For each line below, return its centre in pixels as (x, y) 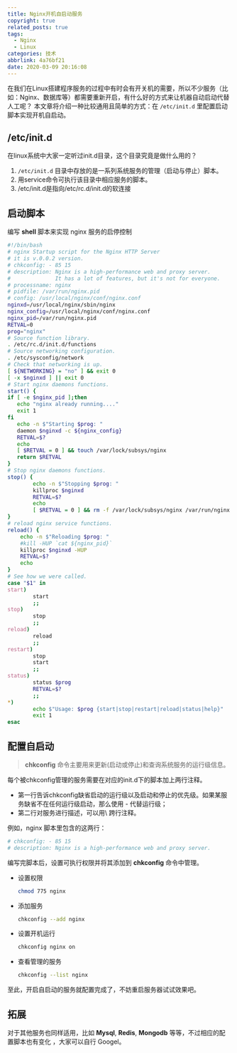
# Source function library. (49, 338)
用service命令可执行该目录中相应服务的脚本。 (84, 180)
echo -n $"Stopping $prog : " (76, 484)
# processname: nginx (39, 285)
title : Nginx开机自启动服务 (45, 14)
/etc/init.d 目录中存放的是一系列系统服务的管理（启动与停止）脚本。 (120, 171)
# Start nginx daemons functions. (59, 384)
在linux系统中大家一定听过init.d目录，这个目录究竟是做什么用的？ (102, 156)
